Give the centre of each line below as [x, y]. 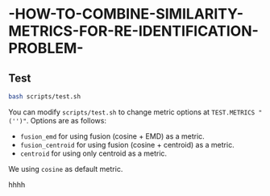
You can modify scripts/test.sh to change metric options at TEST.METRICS [132, 112]
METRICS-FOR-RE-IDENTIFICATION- [134, 31]
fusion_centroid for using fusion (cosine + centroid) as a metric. [127, 144]
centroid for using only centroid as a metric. [93, 153]
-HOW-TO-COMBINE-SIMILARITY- [126, 14]
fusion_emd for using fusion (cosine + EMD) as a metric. [112, 136]
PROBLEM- [46, 48]
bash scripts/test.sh [45, 97]
